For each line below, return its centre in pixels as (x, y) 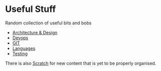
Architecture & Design (35, 32)
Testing (20, 54)
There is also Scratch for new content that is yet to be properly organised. (81, 63)
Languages (24, 48)
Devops (20, 38)
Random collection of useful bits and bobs (48, 23)
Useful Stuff (31, 9)
